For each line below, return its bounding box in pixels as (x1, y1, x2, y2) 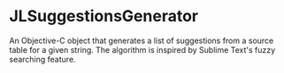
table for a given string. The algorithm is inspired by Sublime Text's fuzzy (9, 44, 276, 55)
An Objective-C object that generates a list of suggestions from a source (9, 35, 274, 46)
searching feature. (9, 54, 77, 64)
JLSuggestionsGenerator (9, 6, 199, 26)
